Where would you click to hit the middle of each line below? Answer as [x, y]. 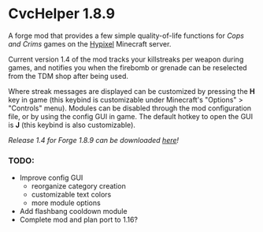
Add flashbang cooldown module [73, 211]
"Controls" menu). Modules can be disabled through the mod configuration [130, 108]
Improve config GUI [51, 178]
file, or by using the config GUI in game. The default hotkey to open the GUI [131, 116]
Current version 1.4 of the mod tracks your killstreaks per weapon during [126, 59]
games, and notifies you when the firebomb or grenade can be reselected [128, 67]
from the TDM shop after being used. [68, 76]
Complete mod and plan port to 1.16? [78, 220]
